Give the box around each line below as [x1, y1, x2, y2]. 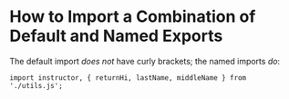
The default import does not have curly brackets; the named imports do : [9, 55, 281, 66]
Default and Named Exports [9, 25, 223, 46]
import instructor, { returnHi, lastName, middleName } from [9, 73, 247, 83]
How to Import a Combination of [9, 6, 256, 27]
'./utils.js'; [9, 81, 64, 90]
